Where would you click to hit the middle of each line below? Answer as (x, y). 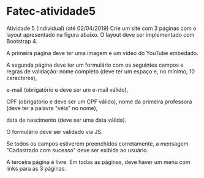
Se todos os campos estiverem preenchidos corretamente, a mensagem (97, 143)
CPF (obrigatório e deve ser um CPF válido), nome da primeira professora (99, 102)
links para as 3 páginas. (36, 168)
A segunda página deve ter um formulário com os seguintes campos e (95, 65)
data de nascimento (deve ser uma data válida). (66, 120)
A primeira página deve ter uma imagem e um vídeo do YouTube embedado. (102, 53)
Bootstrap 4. (22, 41)
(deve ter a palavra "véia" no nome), (52, 108)
